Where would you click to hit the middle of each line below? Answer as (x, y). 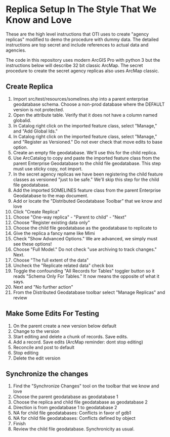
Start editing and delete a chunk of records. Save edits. (71, 336)
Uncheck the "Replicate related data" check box (63, 265)
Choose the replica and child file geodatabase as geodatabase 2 (80, 402)
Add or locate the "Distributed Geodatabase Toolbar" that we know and (88, 201)
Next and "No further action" (43, 287)
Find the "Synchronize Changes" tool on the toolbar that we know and (86, 386)
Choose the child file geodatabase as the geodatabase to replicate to (85, 228)
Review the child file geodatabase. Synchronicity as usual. (74, 429)
